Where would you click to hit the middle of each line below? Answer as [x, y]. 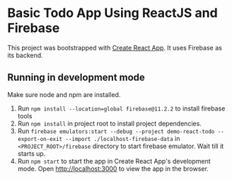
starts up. [31, 153]
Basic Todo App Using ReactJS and [112, 13]
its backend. [25, 55]
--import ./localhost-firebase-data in [123, 138]
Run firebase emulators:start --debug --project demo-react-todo [116, 131]
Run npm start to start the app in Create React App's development [114, 161]
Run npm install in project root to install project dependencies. [109, 123]
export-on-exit [40, 139]
